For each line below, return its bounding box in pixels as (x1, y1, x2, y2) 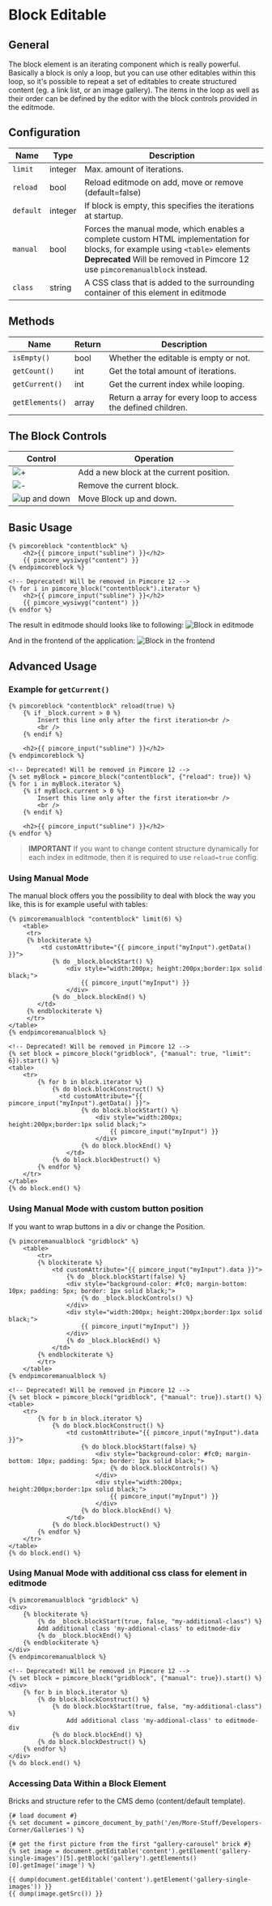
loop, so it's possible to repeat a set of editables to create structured (8, 77, 237, 86)
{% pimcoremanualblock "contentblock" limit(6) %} (8, 915, 183, 924)
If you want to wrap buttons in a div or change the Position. (8, 1221, 206, 1232)
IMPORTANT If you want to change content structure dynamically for (28, 844, 259, 853)
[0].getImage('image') (8, 1861, 85, 1870)
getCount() (12, 366, 54, 376)
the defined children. (108, 402, 188, 413)
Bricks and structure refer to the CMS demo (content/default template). (8, 1796, 245, 1806)
